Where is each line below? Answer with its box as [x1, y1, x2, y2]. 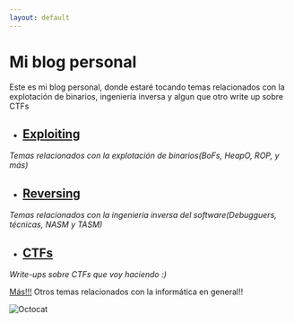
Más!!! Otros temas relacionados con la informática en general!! [9, 286, 244, 297]
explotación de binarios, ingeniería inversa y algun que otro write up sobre [9, 91, 284, 101]
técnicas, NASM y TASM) [9, 219, 103, 230]
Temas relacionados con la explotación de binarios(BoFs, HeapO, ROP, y [9, 150, 280, 161]
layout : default [9, 13, 70, 22]
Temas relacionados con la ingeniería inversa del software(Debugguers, [9, 210, 278, 221]
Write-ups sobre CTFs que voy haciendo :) [9, 269, 168, 279]
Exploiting [22, 127, 81, 142]
